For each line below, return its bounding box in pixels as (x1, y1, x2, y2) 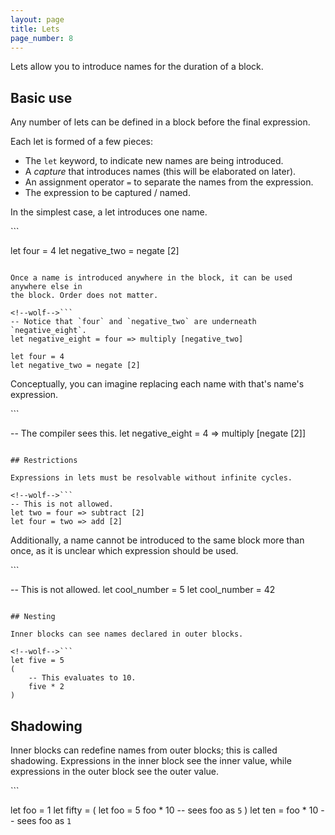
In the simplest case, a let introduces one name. (10, 206, 208, 218)
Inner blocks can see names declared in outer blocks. (10, 629, 244, 640)
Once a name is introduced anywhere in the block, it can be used (10, 273, 293, 283)
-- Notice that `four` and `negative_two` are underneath (10, 317, 257, 327)
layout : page (10, 14, 65, 25)
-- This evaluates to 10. (28, 673, 137, 683)
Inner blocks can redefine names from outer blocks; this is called (10, 744, 278, 756)
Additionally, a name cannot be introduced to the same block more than (10, 534, 305, 546)
